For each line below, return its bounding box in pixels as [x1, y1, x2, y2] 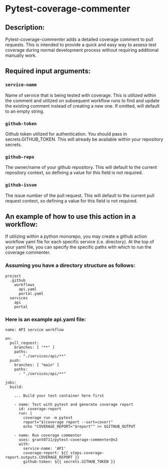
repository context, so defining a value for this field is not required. [5, 169, 143, 176]
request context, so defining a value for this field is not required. [5, 198, 138, 204]
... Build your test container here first [14, 393, 104, 398]
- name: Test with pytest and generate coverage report [14, 402, 134, 407]
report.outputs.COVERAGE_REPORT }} [5, 454, 80, 460]
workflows [14, 282, 35, 287]
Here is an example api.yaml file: [5, 316, 86, 323]
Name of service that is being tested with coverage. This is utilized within [5, 92, 156, 98]
